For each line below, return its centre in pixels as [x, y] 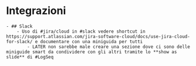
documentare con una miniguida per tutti [92, 41]
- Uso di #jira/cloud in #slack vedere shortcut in [81, 31]
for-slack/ [19, 41]
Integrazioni [36, 11]
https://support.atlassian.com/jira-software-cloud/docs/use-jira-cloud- [98, 36]
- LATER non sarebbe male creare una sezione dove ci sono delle [109, 47]
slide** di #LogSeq [30, 57]
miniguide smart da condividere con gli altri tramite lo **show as [92, 52]
